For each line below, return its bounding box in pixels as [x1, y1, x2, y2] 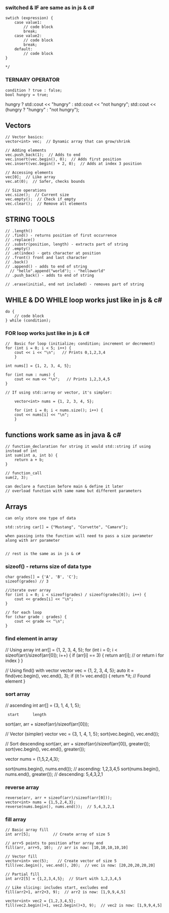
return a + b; [14, 458, 44, 463]
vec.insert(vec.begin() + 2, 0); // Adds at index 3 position [5, 161, 142, 167]
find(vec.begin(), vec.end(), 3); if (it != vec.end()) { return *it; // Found [5, 672, 151, 679]
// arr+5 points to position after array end [5, 841, 103, 846]
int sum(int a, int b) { [5, 453, 58, 458]
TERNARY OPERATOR [5, 76, 60, 83]
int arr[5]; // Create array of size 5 [5, 832, 110, 837]
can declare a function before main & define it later [5, 484, 124, 489]
